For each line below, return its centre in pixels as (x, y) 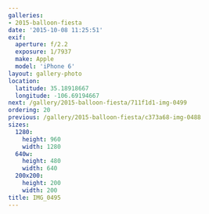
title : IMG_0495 (34, 198)
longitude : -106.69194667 (58, 96)
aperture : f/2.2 (41, 45)
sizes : (19, 125)
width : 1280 (41, 147)
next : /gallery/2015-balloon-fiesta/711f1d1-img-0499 (98, 103)
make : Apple (35, 60)
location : (24, 81)
